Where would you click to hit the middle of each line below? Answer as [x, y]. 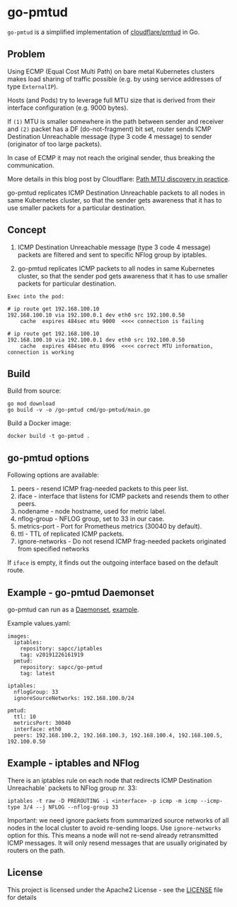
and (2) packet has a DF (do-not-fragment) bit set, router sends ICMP [109, 129]
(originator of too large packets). [55, 144]
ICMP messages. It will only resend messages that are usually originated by [117, 843]
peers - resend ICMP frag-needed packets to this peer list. [103, 489]
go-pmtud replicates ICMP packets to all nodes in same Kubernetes [116, 268]
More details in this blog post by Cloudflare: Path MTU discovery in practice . [118, 179]
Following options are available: [53, 475]
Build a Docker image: [40, 423]
